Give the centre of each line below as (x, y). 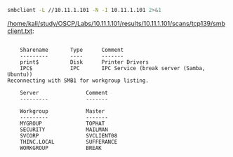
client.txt (20, 31)
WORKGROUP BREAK (61, 148)
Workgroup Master (62, 111)
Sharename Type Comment (72, 50)
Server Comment (64, 93)
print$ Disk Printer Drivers (85, 62)
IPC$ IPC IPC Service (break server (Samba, (113, 68)
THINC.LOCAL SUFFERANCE (69, 142)
